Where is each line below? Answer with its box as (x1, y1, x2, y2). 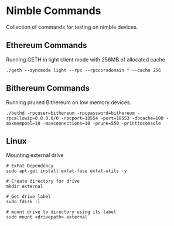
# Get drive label (6, 194, 51, 200)
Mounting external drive (6, 152, 64, 159)
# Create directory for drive (6, 179, 80, 184)
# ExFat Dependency (6, 163, 54, 169)
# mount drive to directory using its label (6, 209, 117, 215)
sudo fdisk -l (6, 199, 41, 205)
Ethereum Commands (6, 40, 87, 50)
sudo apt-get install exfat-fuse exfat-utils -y (6, 168, 127, 174)
